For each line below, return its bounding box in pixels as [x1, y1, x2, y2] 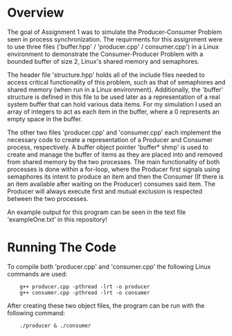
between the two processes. [7, 194, 89, 202]
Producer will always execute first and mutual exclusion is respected [7, 187, 203, 195]
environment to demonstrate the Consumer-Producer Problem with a [7, 50, 204, 58]
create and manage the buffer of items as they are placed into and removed [7, 150, 223, 159]
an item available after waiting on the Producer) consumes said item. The [7, 179, 216, 188]
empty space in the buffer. [7, 114, 83, 123]
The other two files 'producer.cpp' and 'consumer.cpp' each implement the [7, 128, 222, 136]
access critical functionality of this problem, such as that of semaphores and [7, 78, 226, 86]
